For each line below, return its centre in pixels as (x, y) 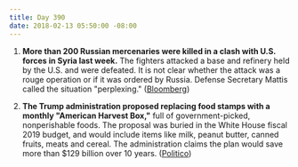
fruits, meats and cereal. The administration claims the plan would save (152, 144)
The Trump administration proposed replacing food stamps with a (146, 106)
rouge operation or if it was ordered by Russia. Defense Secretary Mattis (155, 79)
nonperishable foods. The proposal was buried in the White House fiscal (154, 124)
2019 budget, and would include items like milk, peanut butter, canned (150, 134)
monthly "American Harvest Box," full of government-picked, (136, 115)
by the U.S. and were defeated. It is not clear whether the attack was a (151, 70)
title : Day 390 (37, 17)
